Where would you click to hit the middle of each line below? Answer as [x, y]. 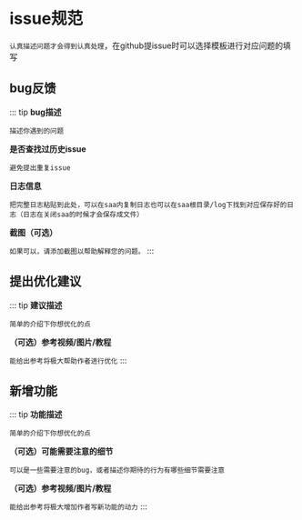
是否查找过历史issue [48, 149]
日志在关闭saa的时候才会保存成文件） [83, 215]
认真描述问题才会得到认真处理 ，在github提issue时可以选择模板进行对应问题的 [146, 45]
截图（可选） [33, 232]
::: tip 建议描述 [36, 305]
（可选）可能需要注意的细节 [61, 452]
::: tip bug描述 [35, 112]
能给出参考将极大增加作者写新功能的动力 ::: [78, 506]
